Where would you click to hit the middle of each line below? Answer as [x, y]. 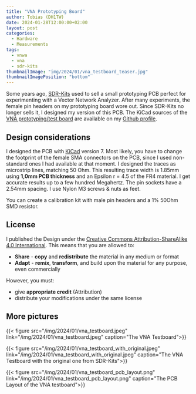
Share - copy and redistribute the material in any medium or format [97, 257]
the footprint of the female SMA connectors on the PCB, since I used [89, 157]
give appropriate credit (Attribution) [58, 292]
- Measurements [30, 45]
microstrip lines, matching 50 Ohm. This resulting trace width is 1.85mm [93, 170]
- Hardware [25, 39]
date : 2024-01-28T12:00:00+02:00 [47, 22]
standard [17, 164]
